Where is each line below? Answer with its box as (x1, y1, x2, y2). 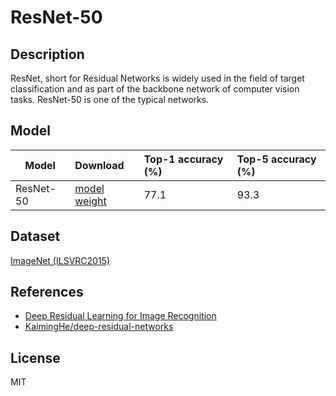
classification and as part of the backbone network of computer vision (10, 83, 300, 95)
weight (74, 194, 107, 208)
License (10, 349, 61, 366)
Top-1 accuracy (143, 152, 224, 166)
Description (10, 46, 85, 63)
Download (74, 158, 125, 172)
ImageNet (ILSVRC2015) (10, 254, 110, 266)
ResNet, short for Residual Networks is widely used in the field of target (10, 72, 305, 84)
